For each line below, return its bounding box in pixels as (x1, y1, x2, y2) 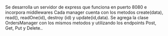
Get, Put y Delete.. (5, 25, 43, 31)
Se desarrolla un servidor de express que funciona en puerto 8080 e (5, 4, 147, 10)
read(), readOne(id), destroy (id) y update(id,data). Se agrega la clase (5, 15, 149, 20)
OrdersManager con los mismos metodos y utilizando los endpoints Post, (5, 20, 156, 26)
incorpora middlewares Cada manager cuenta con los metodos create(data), (5, 9, 163, 15)
